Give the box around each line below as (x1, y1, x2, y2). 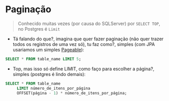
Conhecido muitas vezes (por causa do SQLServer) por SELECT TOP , (17, 20, 160, 27)
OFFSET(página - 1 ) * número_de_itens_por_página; (16, 90, 127, 95)
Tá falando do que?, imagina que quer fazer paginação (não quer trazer (12, 36, 164, 42)
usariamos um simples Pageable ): (12, 46, 84, 53)
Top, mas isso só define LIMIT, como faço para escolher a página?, (12, 65, 155, 72)
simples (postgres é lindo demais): (12, 71, 86, 77)
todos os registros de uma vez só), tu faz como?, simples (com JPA (12, 41, 155, 47)
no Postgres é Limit (17, 26, 60, 32)
